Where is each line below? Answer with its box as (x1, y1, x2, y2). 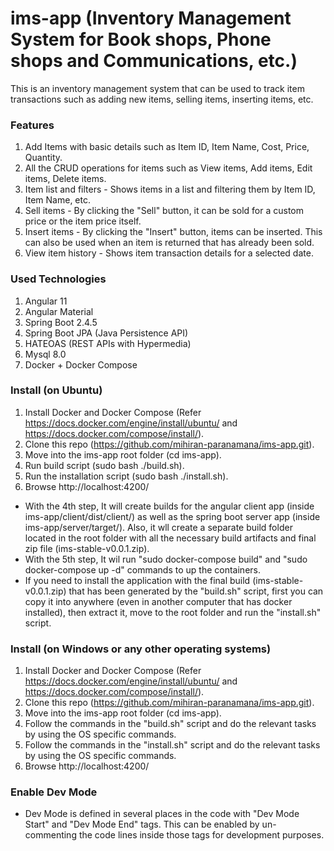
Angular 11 (24, 295, 68, 307)
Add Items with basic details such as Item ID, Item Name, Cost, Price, (24, 141, 310, 153)
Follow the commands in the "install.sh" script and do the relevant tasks (24, 739, 321, 751)
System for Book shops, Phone (10, 28, 272, 51)
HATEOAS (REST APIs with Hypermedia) (24, 337, 192, 349)
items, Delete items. (24, 173, 107, 185)
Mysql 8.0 (24, 348, 67, 360)
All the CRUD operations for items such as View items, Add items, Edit (24, 162, 313, 174)
